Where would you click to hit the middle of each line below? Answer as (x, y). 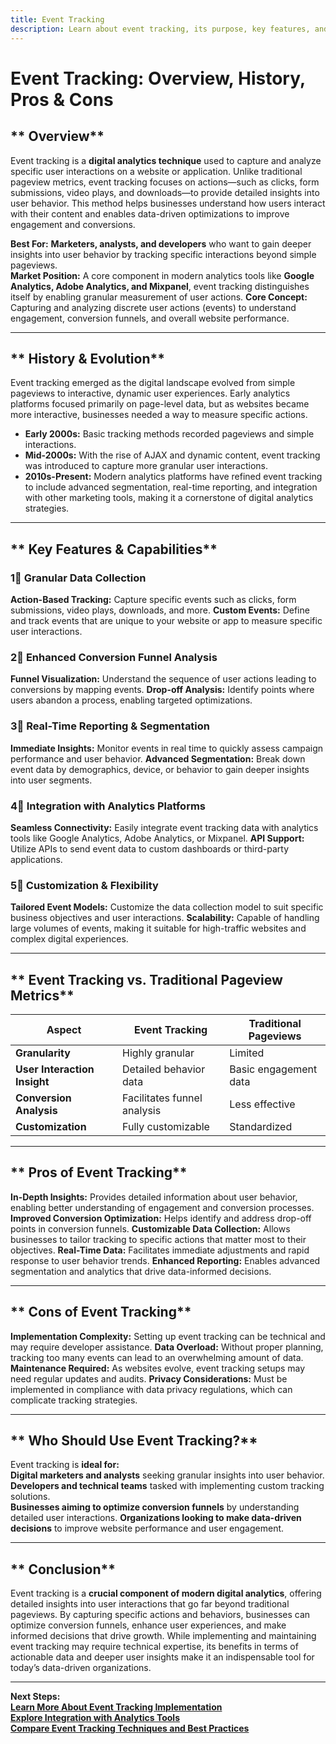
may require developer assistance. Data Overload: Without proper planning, (167, 1347)
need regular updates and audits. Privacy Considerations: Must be (149, 1378)
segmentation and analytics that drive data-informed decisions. (141, 1271)
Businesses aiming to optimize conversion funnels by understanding (155, 1507)
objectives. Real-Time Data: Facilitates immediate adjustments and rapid (160, 1250)
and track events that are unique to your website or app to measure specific (166, 620)
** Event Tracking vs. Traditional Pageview (146, 979)
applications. (36, 859)
